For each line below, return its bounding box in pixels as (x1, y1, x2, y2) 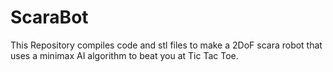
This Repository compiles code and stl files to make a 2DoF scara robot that (10, 39, 323, 51)
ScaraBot (10, 6, 89, 29)
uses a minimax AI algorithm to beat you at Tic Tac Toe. (10, 49, 239, 61)
